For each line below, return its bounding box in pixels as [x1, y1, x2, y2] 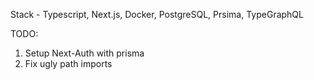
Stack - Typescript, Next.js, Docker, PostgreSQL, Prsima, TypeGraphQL [10, 9, 304, 20]
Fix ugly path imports [24, 58, 113, 69]
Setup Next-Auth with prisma [24, 47, 145, 59]
